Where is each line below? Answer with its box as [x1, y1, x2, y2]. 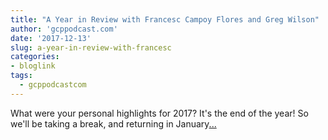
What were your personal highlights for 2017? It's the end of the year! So [10, 107, 309, 119]
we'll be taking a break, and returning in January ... [10, 117, 217, 130]
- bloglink [10, 61, 56, 71]
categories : [10, 52, 60, 62]
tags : [10, 71, 33, 81]
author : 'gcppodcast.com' [10, 24, 118, 34]
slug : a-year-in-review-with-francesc [10, 42, 172, 53]
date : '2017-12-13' [10, 33, 92, 43]
